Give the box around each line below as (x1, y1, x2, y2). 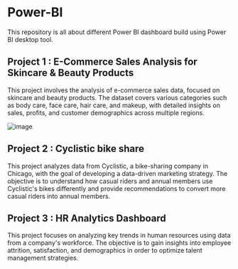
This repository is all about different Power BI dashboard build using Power (7, 28, 227, 36)
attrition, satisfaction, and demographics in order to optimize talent (7, 246, 202, 255)
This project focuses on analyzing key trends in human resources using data (7, 231, 231, 240)
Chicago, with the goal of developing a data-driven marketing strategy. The (7, 169, 228, 177)
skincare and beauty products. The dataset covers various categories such (7, 93, 227, 101)
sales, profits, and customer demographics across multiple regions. (7, 108, 205, 117)
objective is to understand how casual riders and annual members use (7, 177, 213, 185)
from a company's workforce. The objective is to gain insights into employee (7, 238, 232, 247)
